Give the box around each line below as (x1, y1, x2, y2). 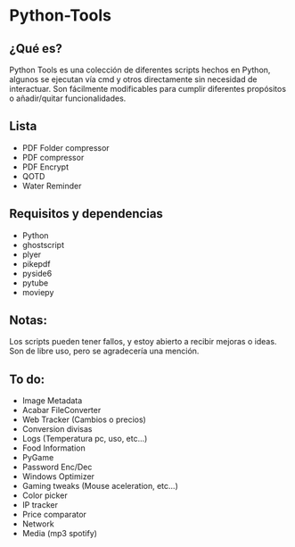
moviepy (21, 286, 54, 297)
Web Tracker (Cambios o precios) (21, 414, 147, 425)
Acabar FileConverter (21, 405, 102, 416)
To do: (9, 371, 45, 386)
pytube (21, 278, 49, 288)
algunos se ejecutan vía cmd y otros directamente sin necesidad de (9, 74, 258, 85)
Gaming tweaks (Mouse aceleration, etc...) (21, 481, 178, 492)
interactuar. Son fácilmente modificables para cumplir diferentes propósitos (9, 84, 287, 94)
